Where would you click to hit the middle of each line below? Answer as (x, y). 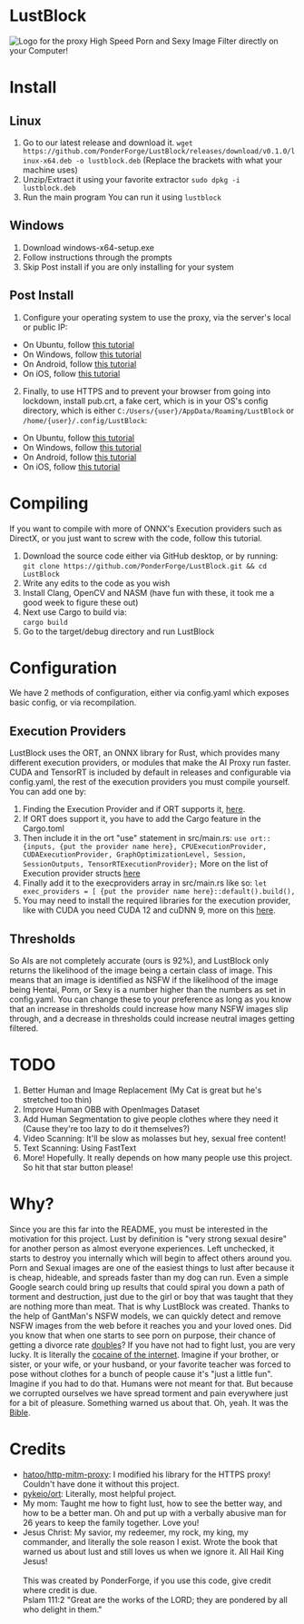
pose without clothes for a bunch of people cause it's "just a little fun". (141, 1373)
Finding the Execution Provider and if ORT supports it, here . (134, 809)
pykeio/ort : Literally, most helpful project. (99, 1493)
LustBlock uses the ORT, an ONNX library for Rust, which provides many (145, 753)
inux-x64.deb (47, 161)
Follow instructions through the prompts (97, 257)
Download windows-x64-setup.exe (88, 247)
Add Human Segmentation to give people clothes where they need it (150, 1119)
